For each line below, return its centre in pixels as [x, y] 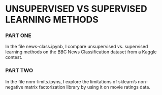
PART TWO [19, 71]
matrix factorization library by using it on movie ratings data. [88, 87]
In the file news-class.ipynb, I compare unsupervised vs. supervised [77, 47]
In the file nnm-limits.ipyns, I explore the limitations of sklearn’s [71, 81]
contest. [14, 57]
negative [14, 87]
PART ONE [19, 36]
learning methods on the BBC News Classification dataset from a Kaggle [81, 52]
